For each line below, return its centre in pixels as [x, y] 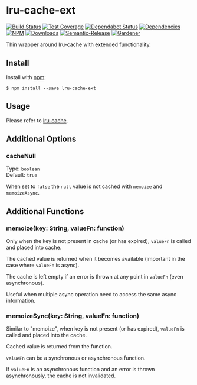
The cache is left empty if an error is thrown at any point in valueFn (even [95, 276]
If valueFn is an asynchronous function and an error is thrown [81, 370]
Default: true [22, 175]
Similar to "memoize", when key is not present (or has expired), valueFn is [95, 329]
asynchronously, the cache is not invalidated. [61, 376]
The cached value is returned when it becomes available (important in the [96, 258]
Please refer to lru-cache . [37, 120]
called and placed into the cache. [47, 335]
